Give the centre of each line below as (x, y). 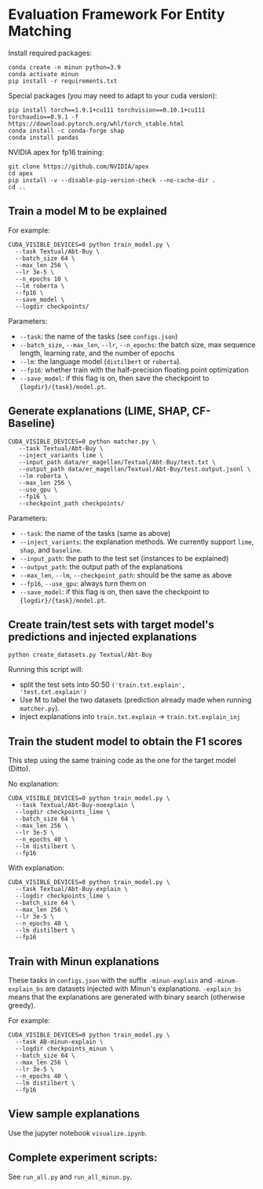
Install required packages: (50, 53)
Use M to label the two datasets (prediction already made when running (135, 700)
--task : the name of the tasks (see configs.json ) (99, 336)
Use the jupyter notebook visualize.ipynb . (78, 1132)
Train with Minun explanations (84, 961)
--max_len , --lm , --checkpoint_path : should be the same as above (126, 574)
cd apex (21, 173)
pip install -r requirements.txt (63, 81)
